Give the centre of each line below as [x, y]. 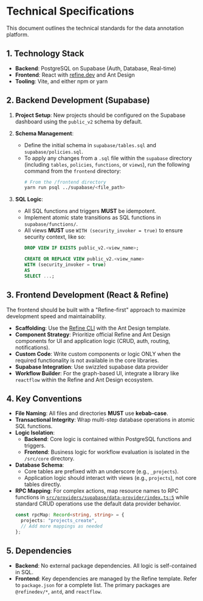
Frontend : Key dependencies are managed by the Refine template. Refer [106, 578]
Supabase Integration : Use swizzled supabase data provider [91, 367]
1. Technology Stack [45, 54]
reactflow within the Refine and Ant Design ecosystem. [84, 380]
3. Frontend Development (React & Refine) [88, 295]
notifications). [33, 347]
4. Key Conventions [44, 399]
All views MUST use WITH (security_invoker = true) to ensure [104, 231]
